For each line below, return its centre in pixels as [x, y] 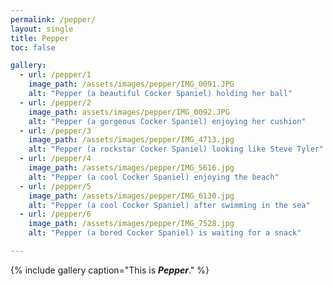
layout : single [42, 29]
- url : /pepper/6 [55, 214]
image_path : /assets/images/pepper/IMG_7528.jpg [131, 224]
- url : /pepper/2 [55, 102]
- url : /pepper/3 [55, 131]
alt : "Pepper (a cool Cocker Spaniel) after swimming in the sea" [169, 205]
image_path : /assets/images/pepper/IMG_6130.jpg [131, 196]
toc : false [33, 47]
